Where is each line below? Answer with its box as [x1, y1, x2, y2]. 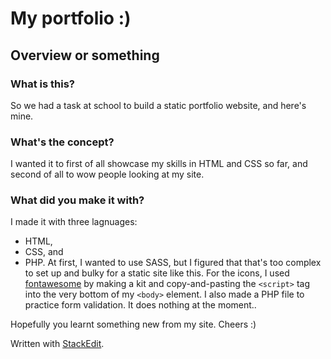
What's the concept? [10, 135, 115, 149]
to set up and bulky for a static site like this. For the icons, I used [24, 267, 290, 279]
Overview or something [10, 47, 160, 64]
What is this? [10, 77, 75, 91]
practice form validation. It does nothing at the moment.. [24, 299, 257, 311]
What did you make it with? [10, 193, 145, 207]
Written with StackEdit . [10, 338, 105, 350]
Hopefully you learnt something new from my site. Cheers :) [10, 318, 257, 331]
